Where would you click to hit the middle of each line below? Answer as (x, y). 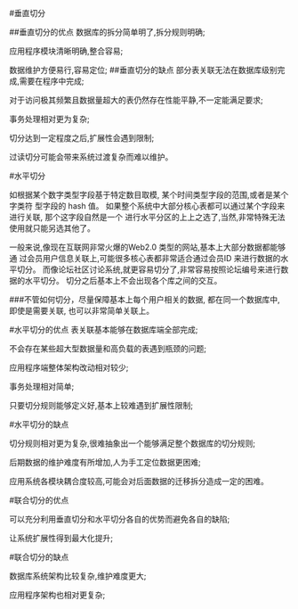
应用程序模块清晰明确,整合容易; (66, 51)
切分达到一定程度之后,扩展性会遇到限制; (82, 138)
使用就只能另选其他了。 (52, 228)
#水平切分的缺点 (39, 424)
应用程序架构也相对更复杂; (57, 595)
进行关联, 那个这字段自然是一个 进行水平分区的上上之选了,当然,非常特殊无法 (147, 217)
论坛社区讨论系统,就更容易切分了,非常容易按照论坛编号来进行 (169, 269)
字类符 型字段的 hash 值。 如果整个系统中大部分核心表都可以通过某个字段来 (147, 206)
